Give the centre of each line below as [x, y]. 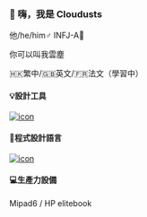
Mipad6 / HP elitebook [51, 203]
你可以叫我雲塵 [37, 55]
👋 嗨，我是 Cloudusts [56, 13]
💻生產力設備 [33, 180]
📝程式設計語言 [36, 138]
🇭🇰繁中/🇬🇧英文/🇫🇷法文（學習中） [76, 74]
